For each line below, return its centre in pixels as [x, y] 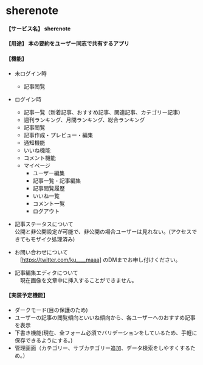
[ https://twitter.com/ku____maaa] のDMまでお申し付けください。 [100, 260]
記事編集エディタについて [46, 273]
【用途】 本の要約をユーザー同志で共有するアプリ [68, 44]
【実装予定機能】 [27, 295]
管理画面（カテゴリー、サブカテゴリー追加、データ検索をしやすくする [102, 348]
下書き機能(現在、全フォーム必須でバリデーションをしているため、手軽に [106, 333]
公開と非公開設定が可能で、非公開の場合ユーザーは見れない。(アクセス [103, 231]
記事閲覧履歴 [49, 188]
